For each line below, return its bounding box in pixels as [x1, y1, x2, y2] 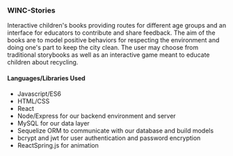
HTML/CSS [17, 96, 50, 105]
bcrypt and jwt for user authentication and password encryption [17, 134, 201, 142]
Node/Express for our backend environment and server [17, 112, 176, 120]
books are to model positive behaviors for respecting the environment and [7, 36, 220, 44]
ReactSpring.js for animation [17, 141, 99, 149]
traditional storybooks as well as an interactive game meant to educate [7, 51, 210, 59]
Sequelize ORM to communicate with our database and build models [17, 126, 214, 135]
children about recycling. [7, 58, 79, 67]
